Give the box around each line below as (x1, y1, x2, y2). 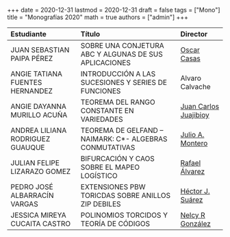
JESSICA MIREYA (10, 210, 66, 220)
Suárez (180, 195, 203, 204)
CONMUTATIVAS (80, 143, 136, 152)
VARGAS (10, 199, 39, 208)
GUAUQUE (10, 143, 45, 152)
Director (180, 29, 207, 38)
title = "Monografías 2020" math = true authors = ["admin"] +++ (7, 13, 189, 21)
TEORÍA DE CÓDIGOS (80, 219, 151, 228)
